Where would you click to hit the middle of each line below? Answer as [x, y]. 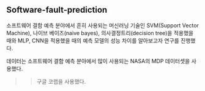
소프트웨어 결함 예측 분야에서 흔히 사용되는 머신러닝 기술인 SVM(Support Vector [102, 25]
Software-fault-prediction [57, 10]
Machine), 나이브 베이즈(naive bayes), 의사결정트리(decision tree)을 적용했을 [100, 33]
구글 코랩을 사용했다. [61, 81]
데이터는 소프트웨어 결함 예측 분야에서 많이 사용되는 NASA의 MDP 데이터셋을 [98, 61]
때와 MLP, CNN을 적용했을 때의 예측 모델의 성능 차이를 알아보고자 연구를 [93, 40]
